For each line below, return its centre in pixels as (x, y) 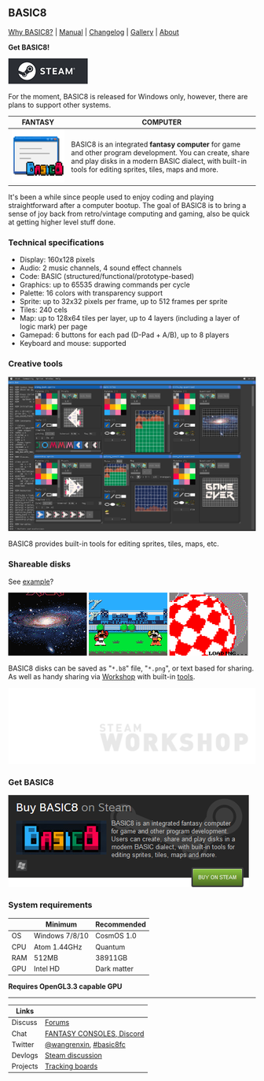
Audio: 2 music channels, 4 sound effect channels (101, 268)
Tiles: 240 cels (44, 310)
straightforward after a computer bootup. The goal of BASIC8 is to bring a (127, 206)
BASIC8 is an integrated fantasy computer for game (156, 144)
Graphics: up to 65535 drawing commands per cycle (104, 285)
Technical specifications (56, 243)
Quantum (110, 947)
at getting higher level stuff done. (62, 222)
